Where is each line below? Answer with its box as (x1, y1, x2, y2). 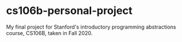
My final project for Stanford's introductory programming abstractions (6, 23, 176, 30)
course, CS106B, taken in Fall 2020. (6, 29, 93, 36)
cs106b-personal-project (6, 4, 133, 17)
